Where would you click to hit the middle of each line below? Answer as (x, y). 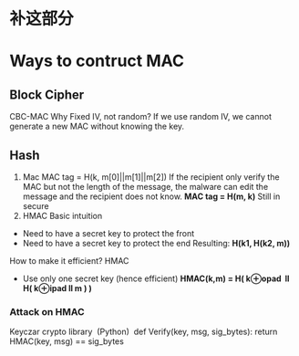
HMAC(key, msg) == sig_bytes (67, 341)
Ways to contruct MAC (97, 61)
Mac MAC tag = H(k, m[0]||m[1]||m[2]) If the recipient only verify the (151, 177)
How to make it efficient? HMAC (69, 261)
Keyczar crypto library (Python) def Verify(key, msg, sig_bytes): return (144, 332)
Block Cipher (47, 94)
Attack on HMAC (47, 311)
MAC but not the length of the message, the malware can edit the (145, 187)
